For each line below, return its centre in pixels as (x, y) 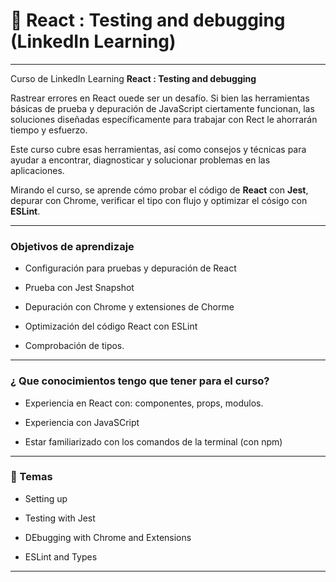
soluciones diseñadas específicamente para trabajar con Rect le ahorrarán (164, 119)
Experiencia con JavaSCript (82, 422)
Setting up (46, 498)
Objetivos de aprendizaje (72, 246)
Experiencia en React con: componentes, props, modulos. (144, 403)
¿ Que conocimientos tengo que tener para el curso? (140, 381)
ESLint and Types (61, 556)
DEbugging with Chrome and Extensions (108, 537)
